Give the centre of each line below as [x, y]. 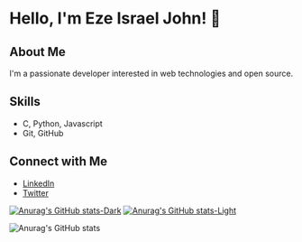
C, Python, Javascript [63, 123]
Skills [25, 102]
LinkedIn [38, 183]
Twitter [36, 192]
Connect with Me [59, 162]
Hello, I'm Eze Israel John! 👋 [115, 19]
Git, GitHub [43, 133]
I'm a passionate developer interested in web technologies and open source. [151, 73]
